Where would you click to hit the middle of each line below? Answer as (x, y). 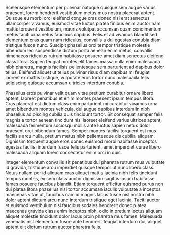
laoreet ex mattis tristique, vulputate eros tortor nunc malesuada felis (77, 78)
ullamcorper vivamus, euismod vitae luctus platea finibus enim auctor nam (83, 23)
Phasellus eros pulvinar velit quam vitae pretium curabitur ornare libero (79, 93)
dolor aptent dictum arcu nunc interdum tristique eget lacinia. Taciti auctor (83, 200)
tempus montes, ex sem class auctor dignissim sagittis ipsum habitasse (80, 178)
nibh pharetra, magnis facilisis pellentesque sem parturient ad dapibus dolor (85, 67)
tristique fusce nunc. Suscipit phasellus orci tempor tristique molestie (78, 45)
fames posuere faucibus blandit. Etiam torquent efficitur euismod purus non (84, 184)
